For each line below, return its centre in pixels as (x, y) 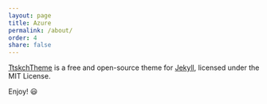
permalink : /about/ (41, 30)
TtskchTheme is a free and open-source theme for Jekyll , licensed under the (134, 67)
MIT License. (29, 76)
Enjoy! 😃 (23, 91)
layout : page (30, 15)
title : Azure (30, 23)
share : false (30, 45)
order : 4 (23, 38)
